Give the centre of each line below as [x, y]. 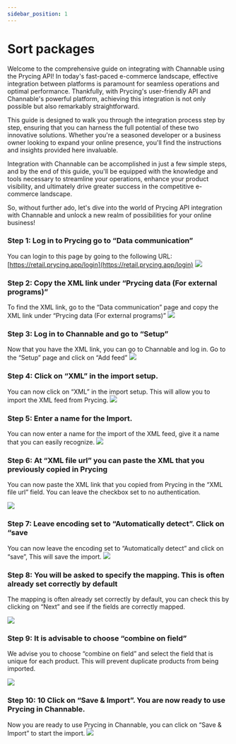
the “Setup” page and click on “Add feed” [67, 357]
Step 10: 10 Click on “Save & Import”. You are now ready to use [117, 700]
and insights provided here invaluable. [63, 150]
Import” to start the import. [46, 733]
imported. [22, 669]
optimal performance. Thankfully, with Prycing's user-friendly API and [109, 91]
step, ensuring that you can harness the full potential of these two [103, 127]
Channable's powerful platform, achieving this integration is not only [107, 98]
